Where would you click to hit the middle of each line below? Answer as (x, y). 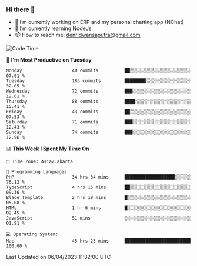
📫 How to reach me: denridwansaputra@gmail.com (77, 35)
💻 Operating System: (32, 234)
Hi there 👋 (21, 9)
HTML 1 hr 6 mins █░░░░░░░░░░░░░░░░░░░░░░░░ (98, 208)
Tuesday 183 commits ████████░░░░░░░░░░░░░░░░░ (98, 81)
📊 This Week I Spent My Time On (48, 149)
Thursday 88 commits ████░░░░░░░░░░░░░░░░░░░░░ (98, 102)
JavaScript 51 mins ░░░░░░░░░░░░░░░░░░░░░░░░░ (98, 218)
